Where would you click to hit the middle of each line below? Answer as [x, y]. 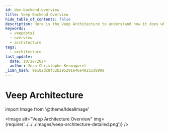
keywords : [16, 29]
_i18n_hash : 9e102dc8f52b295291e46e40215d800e [55, 71]
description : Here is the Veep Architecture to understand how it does [82, 24]
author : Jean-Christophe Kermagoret [48, 66]
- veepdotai [22, 33]
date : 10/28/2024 [28, 61]
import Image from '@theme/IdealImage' [47, 109]
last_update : [19, 56]
